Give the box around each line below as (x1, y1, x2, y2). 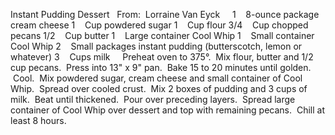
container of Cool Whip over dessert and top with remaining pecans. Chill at (10, 104, 325, 116)
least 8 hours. (10, 115, 67, 126)
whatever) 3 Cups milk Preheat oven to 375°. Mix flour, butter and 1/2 (10, 51, 314, 63)
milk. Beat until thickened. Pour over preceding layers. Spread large (10, 94, 296, 105)
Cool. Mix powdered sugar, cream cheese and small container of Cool (12, 72, 303, 84)
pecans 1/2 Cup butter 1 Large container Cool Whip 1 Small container (10, 30, 315, 41)
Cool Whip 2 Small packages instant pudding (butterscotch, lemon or (10, 40, 303, 52)
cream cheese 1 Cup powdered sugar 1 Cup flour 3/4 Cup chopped (10, 19, 309, 31)
